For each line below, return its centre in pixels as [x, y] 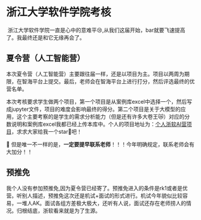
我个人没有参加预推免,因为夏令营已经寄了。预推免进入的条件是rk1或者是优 [97, 188]
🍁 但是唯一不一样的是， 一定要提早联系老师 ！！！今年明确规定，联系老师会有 [100, 144]
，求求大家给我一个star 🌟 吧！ [47, 131]
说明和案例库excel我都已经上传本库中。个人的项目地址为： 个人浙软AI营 [99, 124]
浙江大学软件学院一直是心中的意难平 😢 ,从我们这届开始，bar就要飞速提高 [96, 30]
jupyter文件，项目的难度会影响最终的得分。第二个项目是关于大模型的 [96, 109]
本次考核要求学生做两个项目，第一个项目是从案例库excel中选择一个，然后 [97, 101]
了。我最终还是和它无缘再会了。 [45, 37]
